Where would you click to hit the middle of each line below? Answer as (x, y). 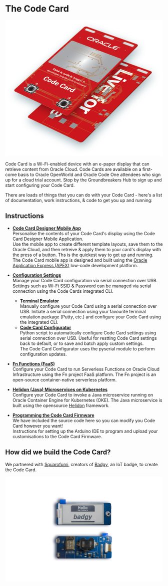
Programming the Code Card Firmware (53, 415)
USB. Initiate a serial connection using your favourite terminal (83, 311)
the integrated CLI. (39, 322)
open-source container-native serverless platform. (64, 379)
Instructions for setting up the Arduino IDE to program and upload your (85, 431)
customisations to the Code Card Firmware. (57, 436)
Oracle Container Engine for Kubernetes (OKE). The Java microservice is (87, 400)
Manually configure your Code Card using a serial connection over (88, 306)
